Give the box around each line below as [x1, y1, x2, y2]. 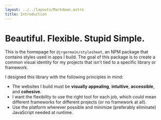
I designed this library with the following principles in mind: [5, 74, 123, 80]
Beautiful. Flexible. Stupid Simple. [5, 33, 145, 44]
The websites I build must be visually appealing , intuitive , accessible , [12, 84, 155, 90]
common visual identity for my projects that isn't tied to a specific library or [5, 59, 156, 65]
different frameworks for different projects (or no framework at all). [12, 99, 147, 105]
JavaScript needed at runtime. [12, 110, 73, 116]
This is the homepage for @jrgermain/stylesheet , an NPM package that [5, 49, 148, 55]
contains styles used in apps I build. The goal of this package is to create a [5, 54, 156, 60]
